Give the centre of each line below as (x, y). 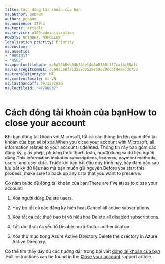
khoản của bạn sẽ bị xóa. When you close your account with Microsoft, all (80, 142)
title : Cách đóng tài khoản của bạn (43, 10)
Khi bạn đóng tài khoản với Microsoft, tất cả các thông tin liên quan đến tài (81, 137)
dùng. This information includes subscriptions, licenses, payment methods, (81, 158)
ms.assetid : (17, 51)
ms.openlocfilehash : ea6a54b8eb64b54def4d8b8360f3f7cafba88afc (72, 65)
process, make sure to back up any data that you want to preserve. (73, 173)
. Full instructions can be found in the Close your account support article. (79, 257)
